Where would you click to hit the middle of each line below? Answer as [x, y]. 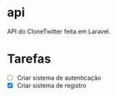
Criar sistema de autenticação [59, 78]
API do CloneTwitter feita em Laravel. [59, 31]
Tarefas [29, 59]
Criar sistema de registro [51, 85]
